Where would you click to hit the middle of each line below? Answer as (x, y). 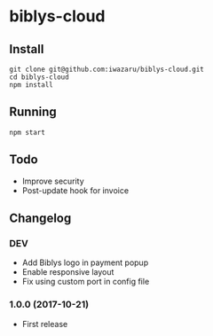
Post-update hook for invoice (75, 190)
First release (45, 324)
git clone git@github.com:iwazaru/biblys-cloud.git (106, 69)
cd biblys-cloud (39, 77)
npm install (31, 85)
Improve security (53, 181)
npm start (28, 132)
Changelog (40, 219)
